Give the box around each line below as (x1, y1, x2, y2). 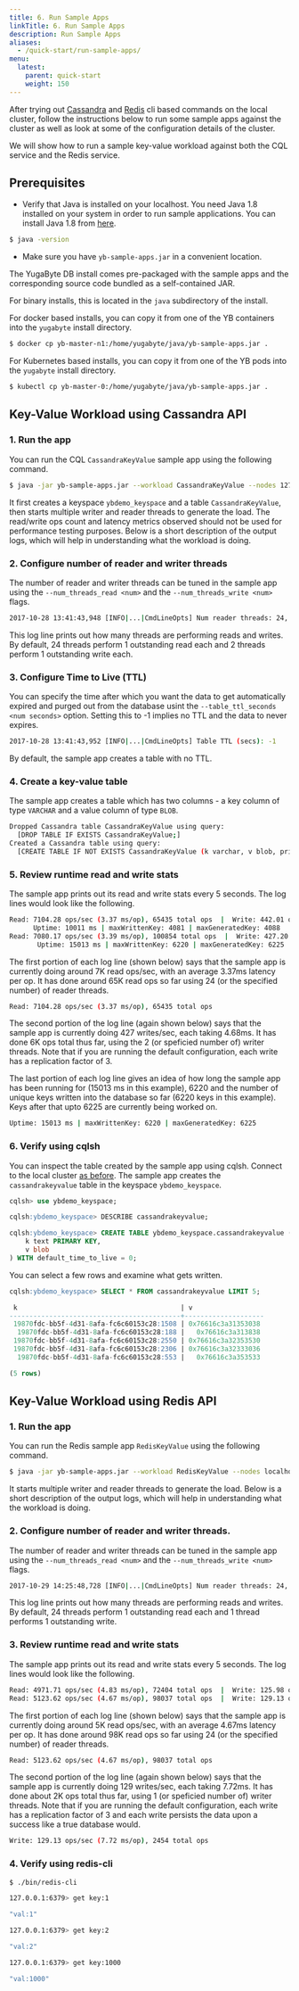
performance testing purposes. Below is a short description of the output (9, 525, 278, 536)
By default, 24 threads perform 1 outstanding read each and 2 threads (9, 639, 266, 649)
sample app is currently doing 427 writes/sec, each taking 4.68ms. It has (9, 1028, 277, 1038)
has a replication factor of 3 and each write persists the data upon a (9, 1810, 258, 1821)
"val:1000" (9, 1974, 50, 1983)
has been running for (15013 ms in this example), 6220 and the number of (9, 1083, 279, 1094)
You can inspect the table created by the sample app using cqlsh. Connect (9, 1161, 283, 1171)
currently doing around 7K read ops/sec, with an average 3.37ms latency (9, 965, 276, 977)
